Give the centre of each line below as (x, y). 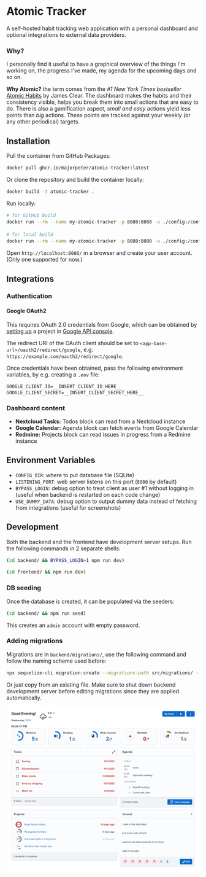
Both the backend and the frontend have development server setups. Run (99, 542)
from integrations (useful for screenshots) (68, 507)
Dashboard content (36, 408)
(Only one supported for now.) (44, 260)
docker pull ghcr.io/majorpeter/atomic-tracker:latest (78, 168)
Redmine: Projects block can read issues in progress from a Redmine (103, 434)
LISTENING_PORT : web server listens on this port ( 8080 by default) (96, 481)
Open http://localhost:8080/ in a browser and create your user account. (99, 253)
